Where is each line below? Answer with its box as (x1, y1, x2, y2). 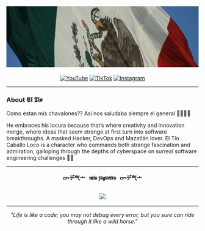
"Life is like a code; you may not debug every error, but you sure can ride (10, 211, 195, 218)
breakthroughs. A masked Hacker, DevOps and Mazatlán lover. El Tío (6, 134, 180, 142)
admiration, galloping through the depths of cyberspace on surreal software (6, 147, 197, 155)
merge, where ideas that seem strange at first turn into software (6, 128, 167, 135)
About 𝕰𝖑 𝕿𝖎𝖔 (6, 96, 43, 104)
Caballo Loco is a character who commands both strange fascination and (6, 141, 190, 148)
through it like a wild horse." (67, 218, 138, 225)
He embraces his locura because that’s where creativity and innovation (6, 121, 185, 129)
